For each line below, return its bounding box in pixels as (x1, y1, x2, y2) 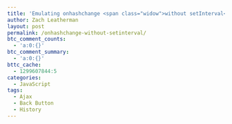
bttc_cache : (7, 61, 41, 68)
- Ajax (13, 94, 32, 101)
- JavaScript (13, 81, 51, 87)
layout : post (7, 23, 45, 30)
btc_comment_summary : (7, 49, 70, 56)
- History (13, 106, 41, 113)
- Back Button (13, 100, 54, 107)
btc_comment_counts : (7, 36, 67, 43)
